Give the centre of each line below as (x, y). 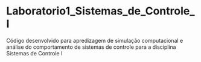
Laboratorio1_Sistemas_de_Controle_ (101, 11)
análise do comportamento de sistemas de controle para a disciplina (91, 47)
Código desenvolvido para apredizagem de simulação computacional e (95, 40)
